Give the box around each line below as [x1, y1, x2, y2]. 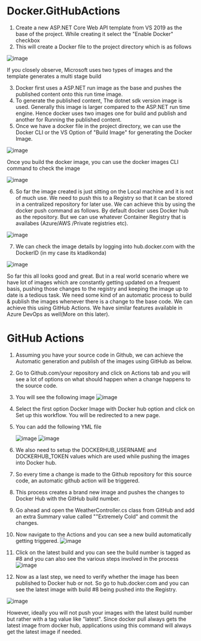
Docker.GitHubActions [7, 4, 120, 18]
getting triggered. [15, 537, 59, 544]
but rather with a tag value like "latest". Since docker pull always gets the [7, 615, 187, 622]
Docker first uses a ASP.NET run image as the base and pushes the [15, 84, 182, 91]
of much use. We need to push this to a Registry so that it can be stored [15, 194, 193, 201]
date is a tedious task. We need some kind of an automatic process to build [7, 291, 192, 299]
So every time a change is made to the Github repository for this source [15, 470, 192, 478]
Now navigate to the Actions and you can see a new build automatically [15, 531, 192, 538]
